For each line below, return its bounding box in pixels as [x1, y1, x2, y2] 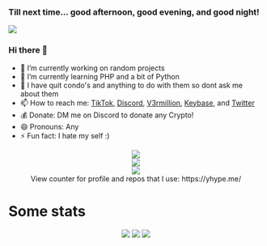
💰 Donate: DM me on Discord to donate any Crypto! [19, 110, 194, 120]
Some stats [8, 201, 87, 220]
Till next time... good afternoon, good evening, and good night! [8, 6, 261, 18]
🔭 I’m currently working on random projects [19, 63, 165, 73]
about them [19, 88, 59, 99]
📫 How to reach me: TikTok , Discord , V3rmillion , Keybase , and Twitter [19, 98, 255, 108]
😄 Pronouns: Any [19, 121, 79, 131]
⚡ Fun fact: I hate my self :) [19, 130, 110, 140]
